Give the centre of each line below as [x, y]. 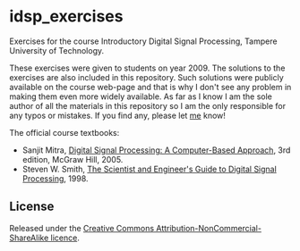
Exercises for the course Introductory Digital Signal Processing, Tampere [143, 41]
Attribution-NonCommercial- [209, 228]
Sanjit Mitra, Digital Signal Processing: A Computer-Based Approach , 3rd [156, 150]
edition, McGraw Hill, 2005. [73, 159]
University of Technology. [57, 50]
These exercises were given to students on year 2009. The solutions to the [147, 68]
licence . [65, 238]
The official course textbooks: [64, 132]
